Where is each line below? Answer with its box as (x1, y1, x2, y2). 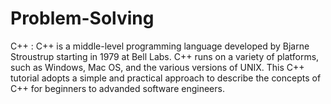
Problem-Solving (10, 7, 155, 30)
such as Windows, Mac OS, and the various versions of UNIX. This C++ (10, 61, 305, 73)
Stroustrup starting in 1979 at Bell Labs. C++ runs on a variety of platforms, (10, 50, 320, 62)
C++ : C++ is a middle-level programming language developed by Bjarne (10, 40, 310, 52)
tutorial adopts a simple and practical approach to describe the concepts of (10, 72, 322, 84)
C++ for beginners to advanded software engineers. (10, 82, 225, 94)
